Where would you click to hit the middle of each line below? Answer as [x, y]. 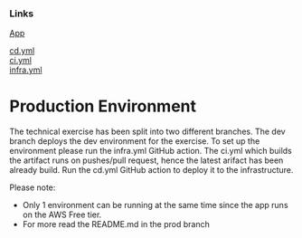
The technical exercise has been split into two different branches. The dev [148, 132]
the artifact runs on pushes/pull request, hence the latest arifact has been [146, 160]
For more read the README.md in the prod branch [116, 224]
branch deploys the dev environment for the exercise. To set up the [135, 141]
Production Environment [103, 106]
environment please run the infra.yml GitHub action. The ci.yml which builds [151, 151]
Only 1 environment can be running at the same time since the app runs [155, 205]
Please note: [33, 187]
